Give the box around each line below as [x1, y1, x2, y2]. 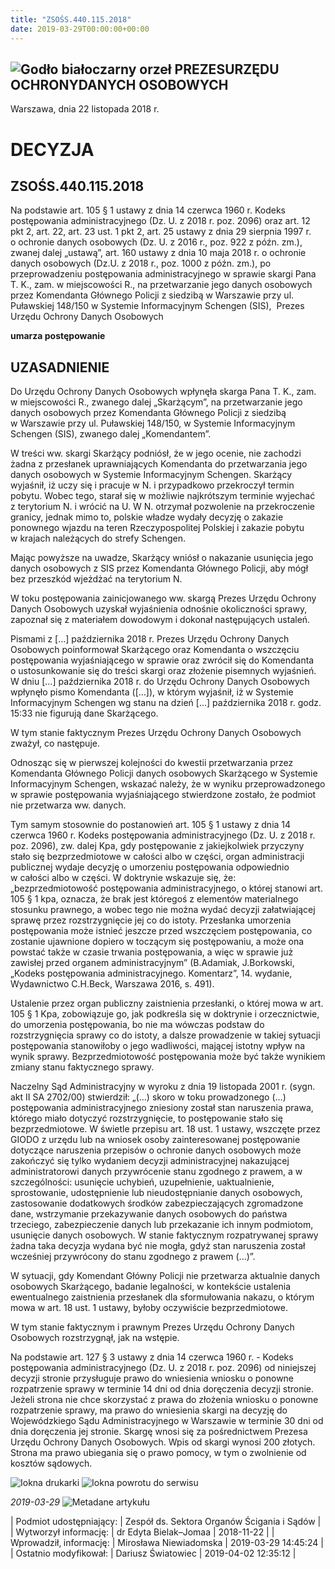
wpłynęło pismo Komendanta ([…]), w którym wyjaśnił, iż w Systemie [10, 686, 294, 698]
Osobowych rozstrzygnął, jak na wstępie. [10, 1332, 180, 1344]
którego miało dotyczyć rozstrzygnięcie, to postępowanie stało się [10, 1112, 283, 1125]
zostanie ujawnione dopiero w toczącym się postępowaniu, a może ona [10, 936, 305, 948]
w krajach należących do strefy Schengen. [10, 532, 187, 545]
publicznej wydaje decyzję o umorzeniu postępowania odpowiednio [10, 861, 290, 873]
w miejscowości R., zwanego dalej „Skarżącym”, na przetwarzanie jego [10, 396, 303, 408]
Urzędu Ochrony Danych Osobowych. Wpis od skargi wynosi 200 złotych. [10, 1436, 316, 1448]
